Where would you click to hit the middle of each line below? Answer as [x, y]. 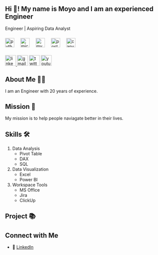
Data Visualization [30, 170]
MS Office [30, 190]
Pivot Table [31, 154]
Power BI [29, 180]
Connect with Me [32, 235]
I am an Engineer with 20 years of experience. [51, 91]
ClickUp [27, 200]
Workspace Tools [30, 185]
